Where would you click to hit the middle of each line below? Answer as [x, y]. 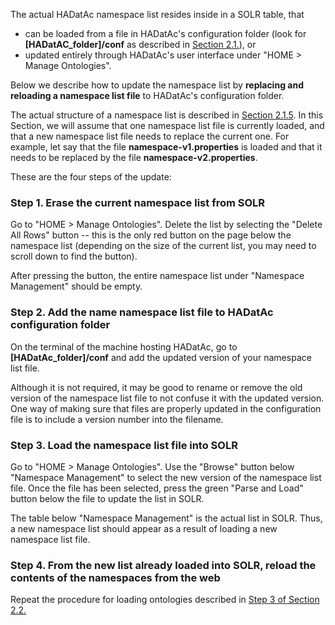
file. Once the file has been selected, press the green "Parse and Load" [157, 488]
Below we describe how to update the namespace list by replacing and [157, 85]
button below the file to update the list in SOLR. [107, 498]
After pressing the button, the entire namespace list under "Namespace [157, 276]
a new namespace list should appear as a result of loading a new [144, 528]
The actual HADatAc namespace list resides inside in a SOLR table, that [157, 14]
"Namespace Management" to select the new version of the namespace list [166, 477]
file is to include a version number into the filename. [117, 419]
